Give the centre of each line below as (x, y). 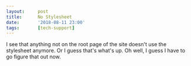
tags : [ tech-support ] (41, 28)
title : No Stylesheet (39, 17)
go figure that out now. (33, 57)
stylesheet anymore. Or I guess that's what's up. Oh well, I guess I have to (96, 51)
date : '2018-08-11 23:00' (46, 22)
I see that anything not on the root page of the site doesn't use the (86, 44)
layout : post (27, 11)
